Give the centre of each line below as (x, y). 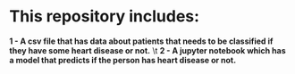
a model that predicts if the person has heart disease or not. (123, 60)
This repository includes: (104, 16)
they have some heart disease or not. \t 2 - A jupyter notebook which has (147, 50)
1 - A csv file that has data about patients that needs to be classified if (141, 41)
